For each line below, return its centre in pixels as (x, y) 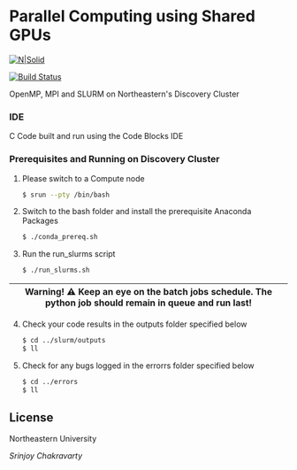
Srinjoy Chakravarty (46, 456)
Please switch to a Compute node (83, 178)
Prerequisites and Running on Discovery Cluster (114, 159)
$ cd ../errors (50, 381)
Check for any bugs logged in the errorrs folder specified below (138, 366)
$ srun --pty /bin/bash (66, 195)
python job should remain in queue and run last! (148, 303)
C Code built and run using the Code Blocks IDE (96, 136)
